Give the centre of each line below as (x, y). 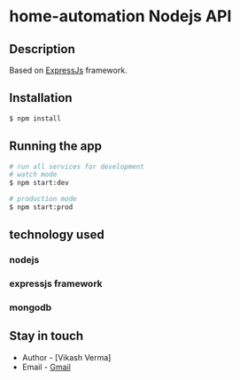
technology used (57, 235)
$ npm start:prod (41, 207)
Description (42, 49)
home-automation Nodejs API (120, 16)
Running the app (55, 147)
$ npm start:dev (39, 183)
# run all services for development (77, 167)
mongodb (31, 307)
